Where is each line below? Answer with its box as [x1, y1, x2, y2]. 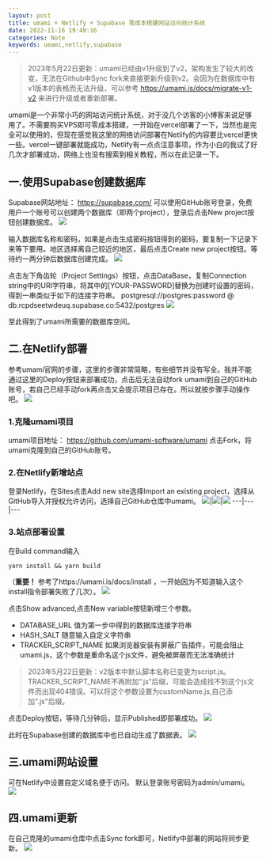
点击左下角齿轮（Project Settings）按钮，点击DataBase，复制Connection [8, 271, 247, 280]
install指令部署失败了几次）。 [8, 586, 101, 596]
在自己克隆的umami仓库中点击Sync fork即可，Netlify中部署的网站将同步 [8, 834, 243, 843]
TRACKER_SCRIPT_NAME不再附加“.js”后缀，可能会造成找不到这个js [27, 676, 248, 686]
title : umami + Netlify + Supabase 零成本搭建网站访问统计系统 [8, 19, 206, 27]
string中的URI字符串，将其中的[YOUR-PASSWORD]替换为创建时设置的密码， [8, 280, 258, 290]
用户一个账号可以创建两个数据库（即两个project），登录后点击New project [8, 207, 248, 217]
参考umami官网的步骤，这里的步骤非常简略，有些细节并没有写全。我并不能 [8, 365, 253, 374]
